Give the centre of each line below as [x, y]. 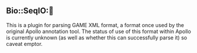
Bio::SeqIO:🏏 [30, 11]
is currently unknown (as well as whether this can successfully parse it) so [97, 37]
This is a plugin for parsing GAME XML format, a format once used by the [95, 25]
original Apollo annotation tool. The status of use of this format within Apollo [99, 31]
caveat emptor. [24, 44]
